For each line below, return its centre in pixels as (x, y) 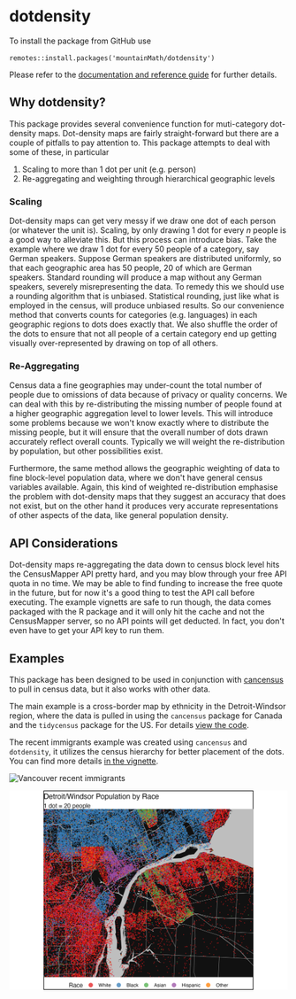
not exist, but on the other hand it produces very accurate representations (144, 506)
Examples (37, 658)
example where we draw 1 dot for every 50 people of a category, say (134, 249)
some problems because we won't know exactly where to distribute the (139, 423)
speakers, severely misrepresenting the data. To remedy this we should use (147, 287)
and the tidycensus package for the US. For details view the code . (129, 724)
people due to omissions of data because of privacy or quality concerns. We (148, 395)
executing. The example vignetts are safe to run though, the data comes (140, 602)
